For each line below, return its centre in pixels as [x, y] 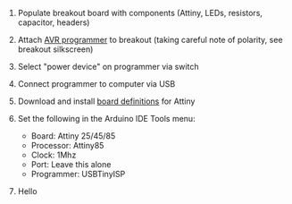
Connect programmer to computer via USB [96, 84]
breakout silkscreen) [55, 49]
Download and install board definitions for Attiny [106, 101]
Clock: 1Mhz [54, 155]
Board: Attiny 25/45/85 [73, 136]
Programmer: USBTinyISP [78, 174]
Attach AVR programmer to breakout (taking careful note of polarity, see [150, 40]
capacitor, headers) [54, 22]
